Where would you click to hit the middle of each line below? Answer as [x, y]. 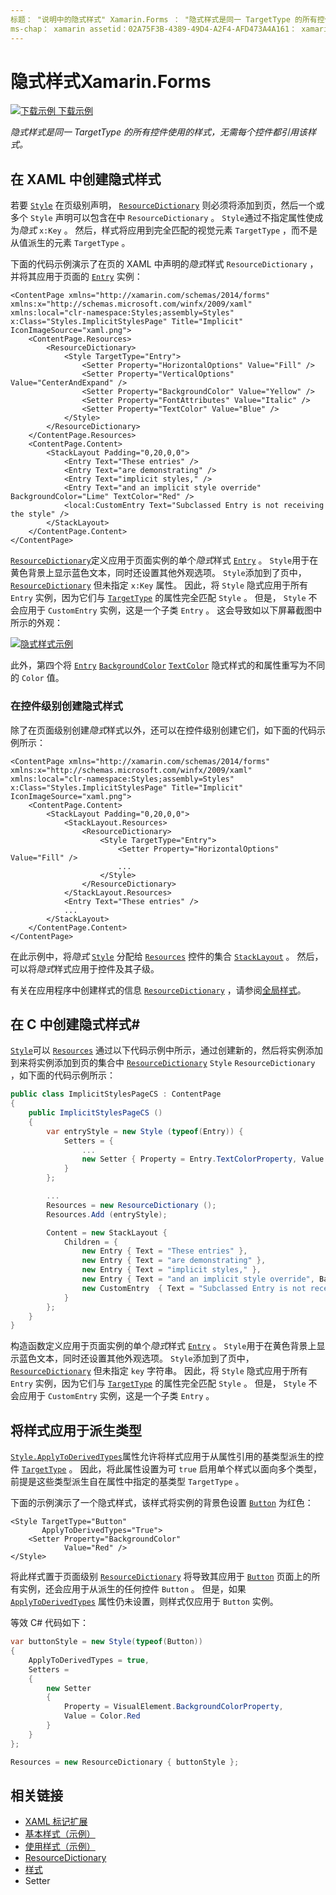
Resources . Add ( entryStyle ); [107, 1214]
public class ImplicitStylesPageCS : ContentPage [116, 1094]
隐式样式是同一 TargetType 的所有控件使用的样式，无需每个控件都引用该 [159, 132]
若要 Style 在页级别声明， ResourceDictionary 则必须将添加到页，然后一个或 [167, 205]
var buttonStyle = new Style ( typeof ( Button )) [106, 1642]
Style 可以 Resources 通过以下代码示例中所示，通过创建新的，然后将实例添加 [167, 1050]
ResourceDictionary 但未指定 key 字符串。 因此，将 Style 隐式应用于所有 [159, 1371]
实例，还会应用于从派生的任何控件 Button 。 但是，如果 [132, 1589]
